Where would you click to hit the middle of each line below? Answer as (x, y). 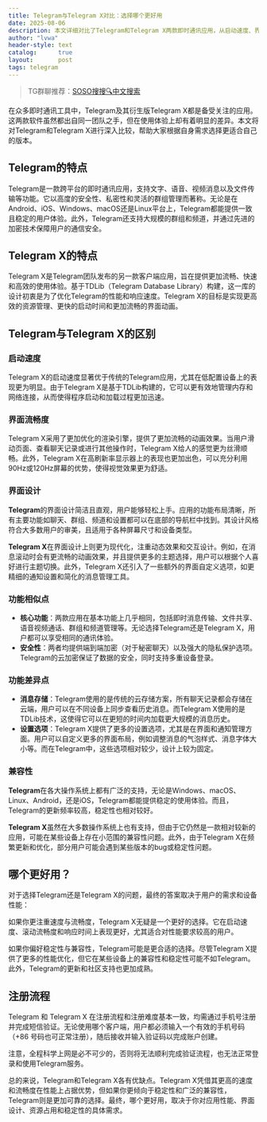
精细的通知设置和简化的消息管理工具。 (71, 576)
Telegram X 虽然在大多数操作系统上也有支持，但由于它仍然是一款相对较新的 (132, 827)
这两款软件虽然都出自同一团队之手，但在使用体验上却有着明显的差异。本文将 (133, 120)
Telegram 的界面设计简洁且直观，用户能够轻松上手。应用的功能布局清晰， (128, 509)
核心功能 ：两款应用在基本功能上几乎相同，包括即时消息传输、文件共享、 (138, 617)
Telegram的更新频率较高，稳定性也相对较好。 (83, 810)
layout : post (41, 60)
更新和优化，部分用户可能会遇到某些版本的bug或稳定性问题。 (115, 847)
